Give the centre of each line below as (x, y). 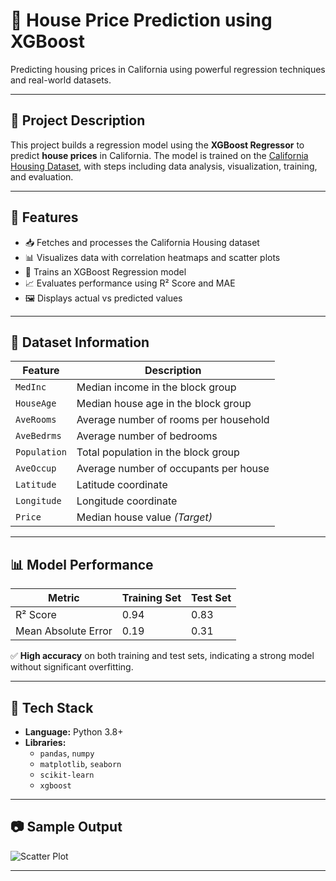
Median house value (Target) (144, 517)
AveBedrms (38, 436)
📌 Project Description (78, 120)
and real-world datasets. (61, 80)
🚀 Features (44, 217)
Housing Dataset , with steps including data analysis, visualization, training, (164, 166)
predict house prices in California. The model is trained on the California (159, 155)
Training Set (151, 598)
